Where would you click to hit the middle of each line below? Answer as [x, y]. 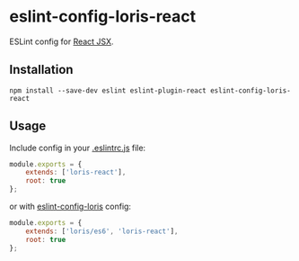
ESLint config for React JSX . [62, 41]
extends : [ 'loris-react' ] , [76, 173]
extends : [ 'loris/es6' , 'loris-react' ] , [102, 231]
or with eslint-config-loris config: [70, 207]
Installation [41, 70]
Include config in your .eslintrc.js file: [78, 148]
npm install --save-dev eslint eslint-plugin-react [108, 90]
